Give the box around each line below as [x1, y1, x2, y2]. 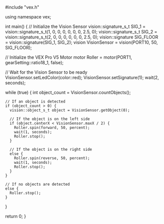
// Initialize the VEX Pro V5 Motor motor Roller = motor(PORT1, [5, 54, 133, 60]
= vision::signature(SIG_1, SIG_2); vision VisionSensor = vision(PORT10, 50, [5, 39, 158, 45]
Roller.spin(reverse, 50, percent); [14, 156, 90, 161]
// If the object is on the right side [9, 147, 92, 152]
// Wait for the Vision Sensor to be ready [5, 69, 88, 75]
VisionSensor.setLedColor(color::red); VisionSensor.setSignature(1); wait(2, [5, 75, 159, 80]
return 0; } [5, 214, 26, 219]
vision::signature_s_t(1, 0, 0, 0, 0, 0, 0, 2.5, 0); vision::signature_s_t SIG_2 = [5, 29, 158, 34]
